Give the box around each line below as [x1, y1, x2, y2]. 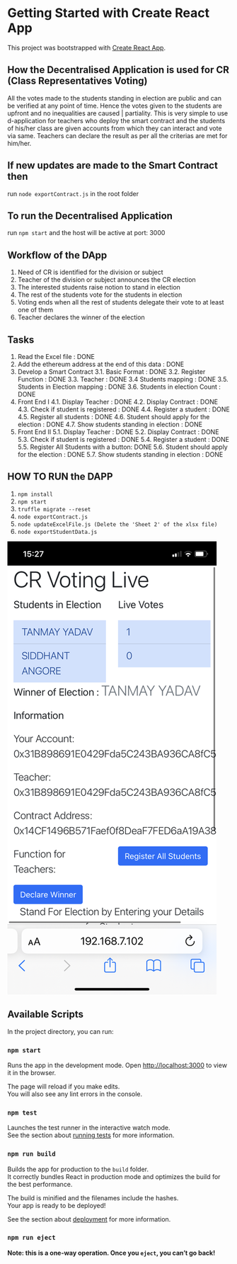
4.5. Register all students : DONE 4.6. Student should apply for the [17, 413, 210, 421]
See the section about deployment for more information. [7, 1214, 171, 1223]
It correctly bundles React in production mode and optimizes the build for [7, 1172, 221, 1180]
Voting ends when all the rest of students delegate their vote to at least [17, 298, 224, 307]
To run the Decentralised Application [7, 210, 173, 222]
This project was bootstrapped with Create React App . [7, 43, 166, 52]
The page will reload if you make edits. [7, 1082, 120, 1091]
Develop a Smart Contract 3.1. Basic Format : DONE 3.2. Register [17, 368, 206, 376]
